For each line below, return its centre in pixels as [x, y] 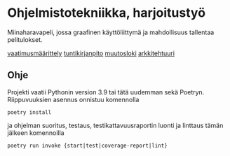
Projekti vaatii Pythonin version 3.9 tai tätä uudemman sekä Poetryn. [106, 92]
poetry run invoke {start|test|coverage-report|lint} [88, 146]
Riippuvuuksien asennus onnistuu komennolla [73, 99]
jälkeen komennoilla [36, 133]
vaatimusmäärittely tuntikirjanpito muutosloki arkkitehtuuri [91, 53]
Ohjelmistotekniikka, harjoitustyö [106, 13]
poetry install [29, 112]
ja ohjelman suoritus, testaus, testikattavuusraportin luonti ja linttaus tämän [115, 125]
